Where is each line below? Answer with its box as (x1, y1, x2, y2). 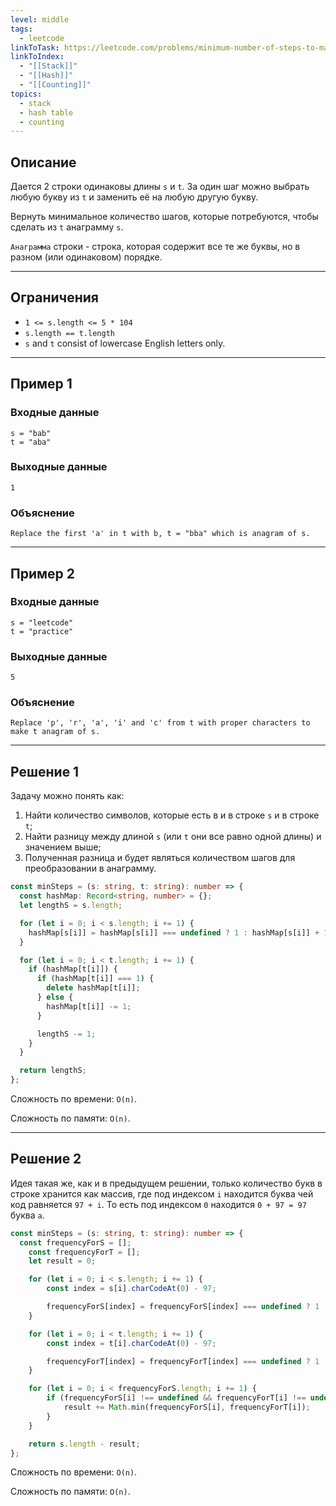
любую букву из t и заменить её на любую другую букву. (10, 191, 259, 203)
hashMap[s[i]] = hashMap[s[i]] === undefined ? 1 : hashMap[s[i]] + (28, 927, 320, 938)
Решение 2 (10, 1151, 82, 1168)
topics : (10, 89, 43, 99)
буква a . (10, 1209, 45, 1221)
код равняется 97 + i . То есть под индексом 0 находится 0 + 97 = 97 (10, 1198, 307, 1210)
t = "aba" (10, 437, 52, 447)
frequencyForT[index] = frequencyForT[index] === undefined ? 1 (46, 1356, 320, 1366)
